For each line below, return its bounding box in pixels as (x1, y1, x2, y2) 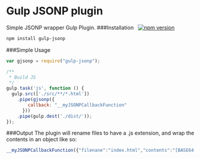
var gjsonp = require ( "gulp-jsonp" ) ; (6, 58, 101, 64)
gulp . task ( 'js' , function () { (6, 85, 84, 91)
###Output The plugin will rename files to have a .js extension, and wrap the (6, 130, 195, 137)
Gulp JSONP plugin (6, 4, 104, 18)
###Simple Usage (6, 46, 51, 53)
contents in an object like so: (6, 136, 77, 143)
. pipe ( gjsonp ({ (17, 97, 55, 103)
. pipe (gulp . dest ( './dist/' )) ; (17, 113, 93, 119)
